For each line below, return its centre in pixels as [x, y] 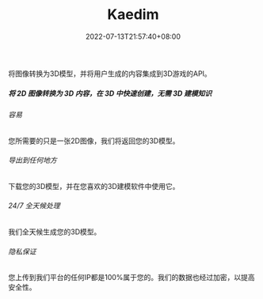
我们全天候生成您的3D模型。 [55, 232]
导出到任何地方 [32, 161]
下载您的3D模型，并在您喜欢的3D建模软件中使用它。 [94, 186]
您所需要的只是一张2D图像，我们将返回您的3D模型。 [94, 141]
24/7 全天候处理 [34, 206]
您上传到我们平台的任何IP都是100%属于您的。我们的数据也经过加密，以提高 [131, 278]
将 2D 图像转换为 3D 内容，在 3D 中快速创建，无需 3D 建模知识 [110, 93]
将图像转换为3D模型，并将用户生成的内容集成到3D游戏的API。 [110, 74]
